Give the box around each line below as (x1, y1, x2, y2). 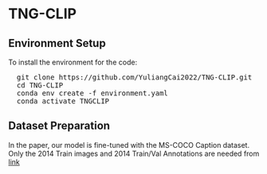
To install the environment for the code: (8, 57, 138, 67)
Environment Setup (8, 37, 106, 50)
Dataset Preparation (8, 119, 110, 133)
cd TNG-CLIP (16, 81, 64, 90)
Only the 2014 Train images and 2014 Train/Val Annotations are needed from (8, 149, 260, 158)
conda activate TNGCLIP (16, 97, 110, 106)
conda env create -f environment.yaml (16, 89, 169, 98)
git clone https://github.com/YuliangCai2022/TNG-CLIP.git (16, 73, 253, 82)
